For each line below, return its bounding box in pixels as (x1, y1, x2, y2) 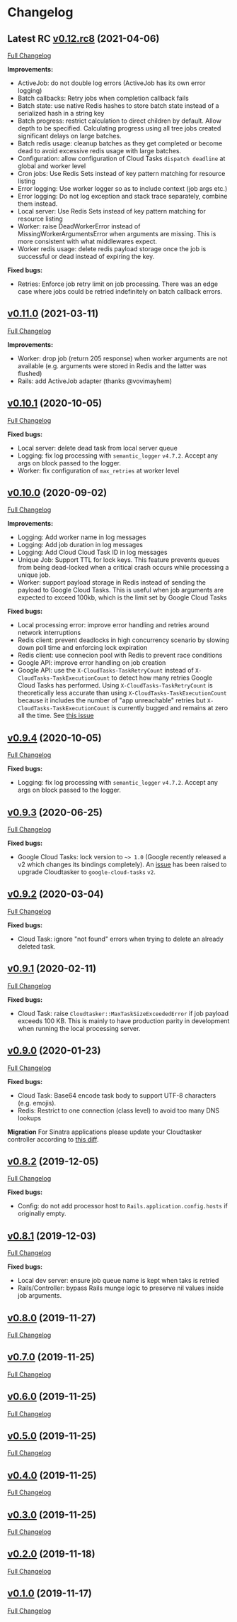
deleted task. (17, 942, 56, 951)
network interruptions (17, 629, 81, 637)
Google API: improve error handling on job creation (17, 658, 166, 667)
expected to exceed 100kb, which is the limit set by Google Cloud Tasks (17, 593, 228, 602)
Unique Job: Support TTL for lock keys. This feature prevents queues (17, 556, 220, 564)
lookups (17, 1113, 41, 1122)
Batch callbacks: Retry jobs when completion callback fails (17, 94, 189, 102)
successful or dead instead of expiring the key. (17, 253, 155, 260)
